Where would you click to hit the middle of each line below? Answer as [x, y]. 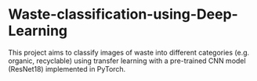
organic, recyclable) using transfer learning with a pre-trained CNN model [127, 61]
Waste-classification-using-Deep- [123, 14]
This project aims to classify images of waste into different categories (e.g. [129, 52]
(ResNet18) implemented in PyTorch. [67, 69]
